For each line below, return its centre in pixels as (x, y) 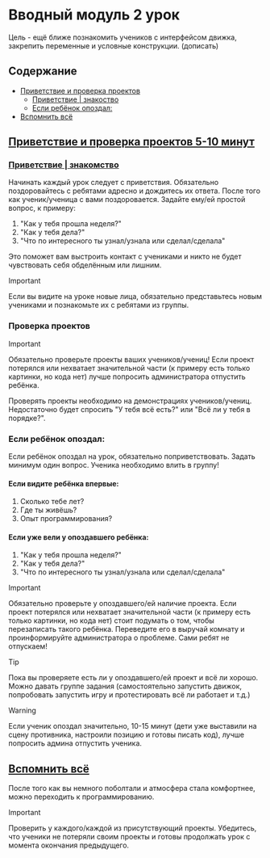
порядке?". (27, 418)
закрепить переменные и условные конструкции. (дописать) (114, 45)
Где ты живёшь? (48, 510)
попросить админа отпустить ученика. (75, 743)
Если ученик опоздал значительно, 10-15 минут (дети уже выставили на (133, 726)
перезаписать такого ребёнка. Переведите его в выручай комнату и (127, 629)
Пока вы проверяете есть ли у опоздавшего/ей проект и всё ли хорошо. (133, 678)
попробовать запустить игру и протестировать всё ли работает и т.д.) (129, 695)
